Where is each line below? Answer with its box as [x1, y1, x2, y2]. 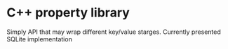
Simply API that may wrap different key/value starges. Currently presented [6, 28, 222, 36]
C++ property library [6, 5, 130, 21]
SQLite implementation [6, 35, 73, 43]
